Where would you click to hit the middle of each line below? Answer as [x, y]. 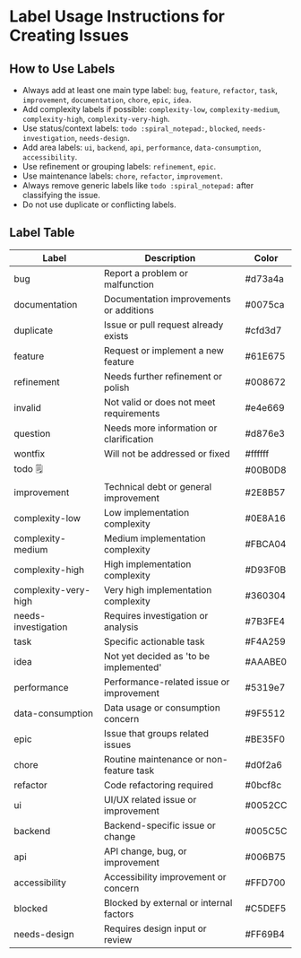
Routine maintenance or [154, 759]
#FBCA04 [266, 544]
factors [119, 914]
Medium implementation [155, 538]
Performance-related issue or [167, 682]
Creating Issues [69, 35]
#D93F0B [266, 570]
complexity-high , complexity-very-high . [96, 119]
